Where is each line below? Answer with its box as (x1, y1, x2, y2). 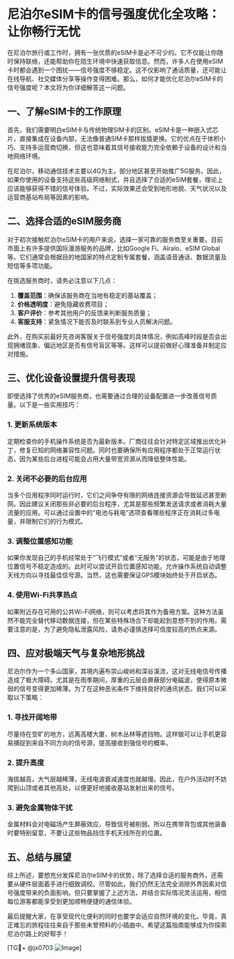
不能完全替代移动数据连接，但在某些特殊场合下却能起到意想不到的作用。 (13, 616, 221, 624)
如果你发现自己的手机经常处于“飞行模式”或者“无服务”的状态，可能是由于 (7, 554, 214, 562)
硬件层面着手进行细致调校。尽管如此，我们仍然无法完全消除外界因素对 (19, 880, 221, 888)
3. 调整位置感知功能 (7, 536, 73, 546)
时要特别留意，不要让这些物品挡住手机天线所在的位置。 (7, 829, 166, 837)
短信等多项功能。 (7, 261, 56, 270)
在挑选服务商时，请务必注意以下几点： (7, 276, 117, 284)
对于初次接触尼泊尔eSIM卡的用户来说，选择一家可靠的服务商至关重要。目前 (7, 235, 224, 243)
